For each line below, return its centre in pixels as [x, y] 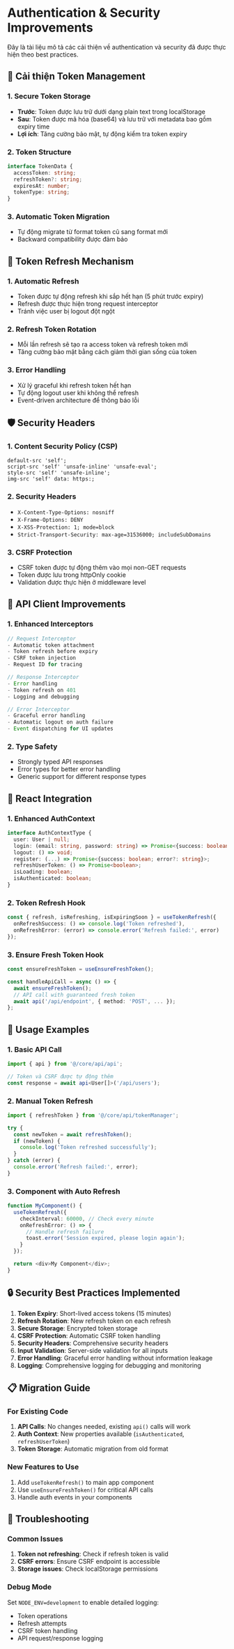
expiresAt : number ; [42, 186]
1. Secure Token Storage [49, 96]
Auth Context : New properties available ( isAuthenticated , [101, 1434]
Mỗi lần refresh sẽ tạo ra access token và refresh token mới [102, 344]
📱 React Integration [50, 799]
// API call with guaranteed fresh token [75, 995]
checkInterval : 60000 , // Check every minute [87, 1219]
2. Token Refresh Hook [46, 902]
